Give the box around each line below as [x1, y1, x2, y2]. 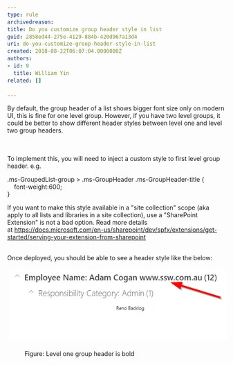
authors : [7, 56, 32, 62]
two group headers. [7, 126, 64, 135]
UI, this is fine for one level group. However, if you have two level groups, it [7, 112, 221, 120]
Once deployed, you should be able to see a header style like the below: [7, 254, 213, 262]
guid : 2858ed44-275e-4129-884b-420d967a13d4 [7, 33, 138, 40]
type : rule [7, 11, 39, 18]
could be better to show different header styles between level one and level [7, 119, 223, 128]
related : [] [7, 77, 41, 84]
